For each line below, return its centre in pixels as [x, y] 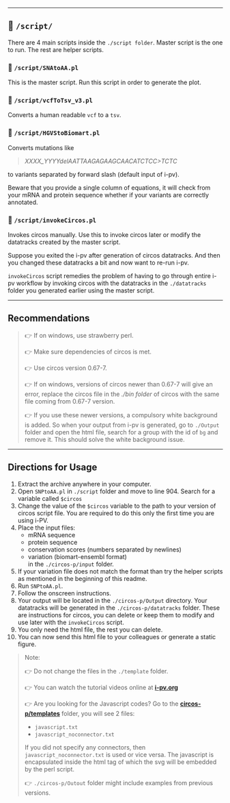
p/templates [42, 713]
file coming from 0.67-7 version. [70, 401]
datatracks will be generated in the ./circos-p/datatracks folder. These [119, 608]
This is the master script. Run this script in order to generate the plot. [105, 82]
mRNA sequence [52, 534]
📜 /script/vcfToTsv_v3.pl [50, 100]
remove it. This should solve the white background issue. [104, 439]
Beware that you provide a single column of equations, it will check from [109, 187]
